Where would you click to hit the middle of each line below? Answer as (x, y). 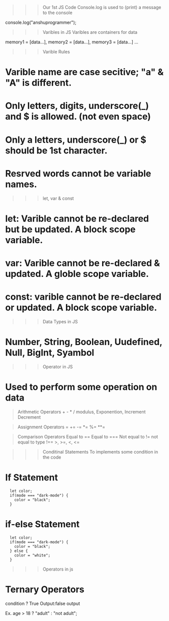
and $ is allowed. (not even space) (78, 117)
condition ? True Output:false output (43, 603)
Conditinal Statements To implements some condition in (100, 451)
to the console (58, 13)
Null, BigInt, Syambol (50, 353)
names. (21, 184)
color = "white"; (32, 555)
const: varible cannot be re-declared (83, 297)
